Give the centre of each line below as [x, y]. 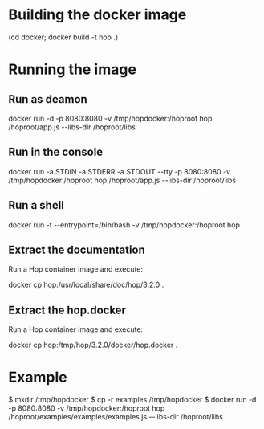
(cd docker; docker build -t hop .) [63, 37]
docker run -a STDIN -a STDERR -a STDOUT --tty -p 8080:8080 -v [120, 171]
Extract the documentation [77, 249]
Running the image [72, 69]
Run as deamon [48, 99]
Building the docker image [97, 15]
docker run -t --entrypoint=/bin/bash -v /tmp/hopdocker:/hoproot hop [124, 225]
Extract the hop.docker [67, 310]
